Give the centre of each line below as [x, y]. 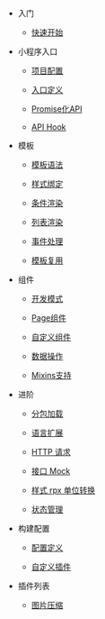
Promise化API [57, 109]
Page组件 [49, 318]
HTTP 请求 [51, 452]
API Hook [48, 127]
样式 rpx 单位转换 [63, 490]
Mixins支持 [51, 375]
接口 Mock [51, 471]
